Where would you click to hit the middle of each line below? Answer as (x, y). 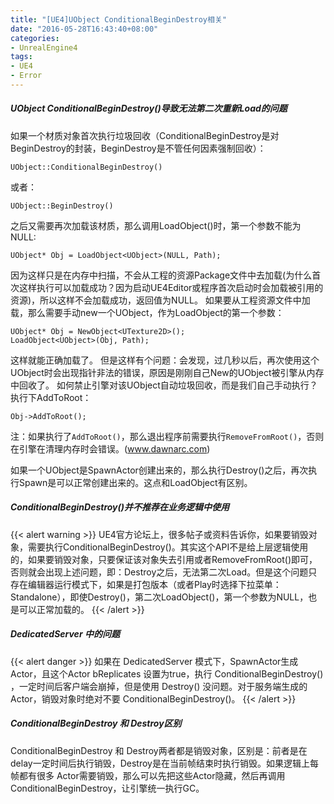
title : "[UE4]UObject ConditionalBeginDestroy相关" (118, 19)
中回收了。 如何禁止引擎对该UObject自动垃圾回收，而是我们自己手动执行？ (164, 385)
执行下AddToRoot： (51, 397)
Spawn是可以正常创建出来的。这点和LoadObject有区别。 (135, 482)
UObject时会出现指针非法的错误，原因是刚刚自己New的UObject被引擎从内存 (167, 372)
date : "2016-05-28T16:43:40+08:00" (84, 29)
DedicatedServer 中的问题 (65, 634)
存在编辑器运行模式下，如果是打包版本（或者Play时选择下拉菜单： (146, 584)
